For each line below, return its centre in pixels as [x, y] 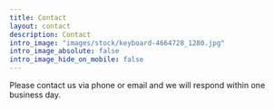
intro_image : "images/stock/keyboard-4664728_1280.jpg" [117, 43]
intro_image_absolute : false [64, 51]
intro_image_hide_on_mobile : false [77, 59]
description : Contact [50, 34]
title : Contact [38, 18]
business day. [35, 95]
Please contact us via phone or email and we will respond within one [137, 85]
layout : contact [40, 26]
